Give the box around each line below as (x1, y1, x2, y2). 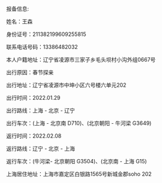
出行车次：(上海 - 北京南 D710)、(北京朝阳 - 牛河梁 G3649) (6, 120, 152, 127)
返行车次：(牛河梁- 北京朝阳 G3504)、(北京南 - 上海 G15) (6, 158, 147, 164)
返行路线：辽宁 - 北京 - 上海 (6, 145, 75, 152)
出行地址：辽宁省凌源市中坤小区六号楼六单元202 (6, 81, 127, 89)
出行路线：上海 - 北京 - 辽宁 (6, 107, 75, 114)
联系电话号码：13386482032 (6, 44, 78, 50)
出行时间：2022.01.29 (6, 94, 61, 101)
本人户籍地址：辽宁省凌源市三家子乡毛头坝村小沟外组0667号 (6, 56, 156, 63)
